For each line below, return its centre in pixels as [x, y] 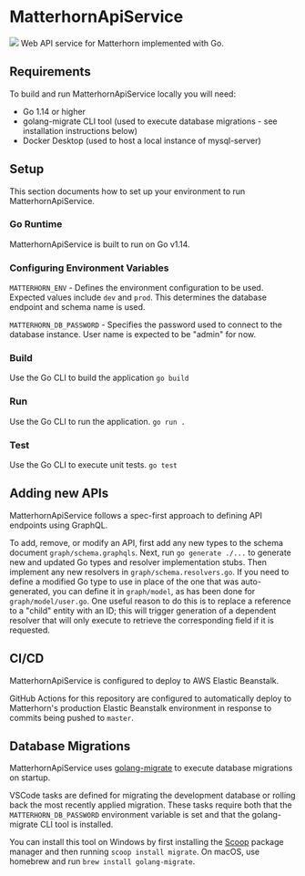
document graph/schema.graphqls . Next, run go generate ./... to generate [150, 552]
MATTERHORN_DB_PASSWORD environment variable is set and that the [130, 815]
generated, [30, 591]
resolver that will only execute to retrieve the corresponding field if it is [142, 620]
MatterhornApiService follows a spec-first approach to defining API [136, 515]
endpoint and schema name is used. [77, 307]
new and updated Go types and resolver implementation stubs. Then [138, 562]
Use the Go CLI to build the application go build [99, 378]
